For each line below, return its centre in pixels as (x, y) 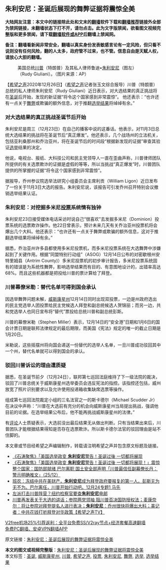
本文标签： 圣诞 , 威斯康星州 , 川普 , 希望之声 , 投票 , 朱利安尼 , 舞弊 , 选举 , (75, 556)
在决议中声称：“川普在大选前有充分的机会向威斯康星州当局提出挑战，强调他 (82, 406)
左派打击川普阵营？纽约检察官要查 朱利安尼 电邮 (60, 493)
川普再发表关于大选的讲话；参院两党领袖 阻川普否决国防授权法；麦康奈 (84, 500)
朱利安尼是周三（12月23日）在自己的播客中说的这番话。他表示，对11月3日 (80, 129)
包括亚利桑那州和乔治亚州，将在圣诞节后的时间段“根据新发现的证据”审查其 (81, 141)
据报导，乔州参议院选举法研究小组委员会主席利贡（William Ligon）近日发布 (82, 181)
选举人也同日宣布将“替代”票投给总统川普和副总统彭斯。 (70, 311)
